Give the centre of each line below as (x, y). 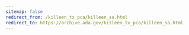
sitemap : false (24, 12)
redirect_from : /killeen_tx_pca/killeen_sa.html (67, 17)
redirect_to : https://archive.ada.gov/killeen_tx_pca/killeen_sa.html (94, 23)
